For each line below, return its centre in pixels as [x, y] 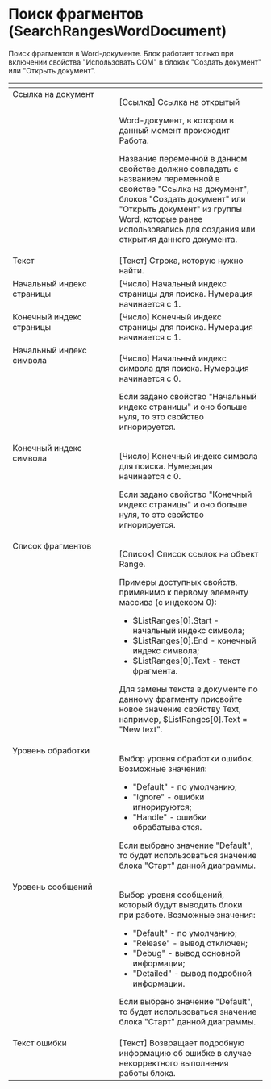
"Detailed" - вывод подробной [192, 973]
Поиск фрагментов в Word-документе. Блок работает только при [121, 53]
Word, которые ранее [161, 219]
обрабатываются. [167, 827]
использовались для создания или [187, 229]
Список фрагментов [52, 545]
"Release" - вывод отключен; [190, 943]
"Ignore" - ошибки [169, 797]
